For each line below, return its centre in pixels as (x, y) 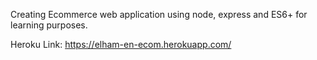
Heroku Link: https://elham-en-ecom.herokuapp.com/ (121, 44)
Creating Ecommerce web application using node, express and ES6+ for (159, 14)
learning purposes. (49, 25)
